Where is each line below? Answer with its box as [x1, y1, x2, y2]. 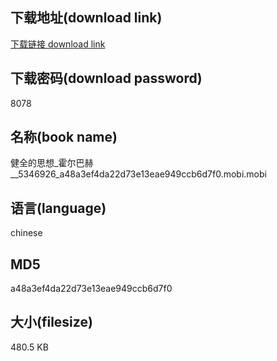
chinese [10, 227, 43, 239]
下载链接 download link [10, 38, 106, 50]
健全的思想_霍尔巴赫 [10, 157, 94, 169]
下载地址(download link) [10, 9, 163, 27]
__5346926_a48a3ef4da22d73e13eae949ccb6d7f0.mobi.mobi [10, 168, 267, 180]
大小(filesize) [10, 314, 93, 331]
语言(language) [10, 199, 107, 217]
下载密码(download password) [10, 70, 203, 87]
